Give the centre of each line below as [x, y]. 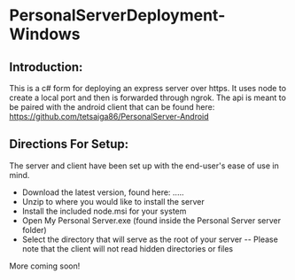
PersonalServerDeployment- [117, 16]
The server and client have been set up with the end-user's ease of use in [144, 166]
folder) [34, 229]
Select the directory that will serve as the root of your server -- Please [150, 239]
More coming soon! [45, 266]
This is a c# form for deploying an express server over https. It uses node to [147, 88]
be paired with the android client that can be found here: [112, 107]
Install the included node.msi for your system [104, 211]
